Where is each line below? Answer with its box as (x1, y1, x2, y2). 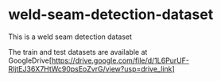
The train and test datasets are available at (8, 47, 148, 56)
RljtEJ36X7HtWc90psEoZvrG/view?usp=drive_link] (8, 64, 175, 73)
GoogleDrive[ (8, 56, 52, 65)
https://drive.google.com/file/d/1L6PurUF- (51, 56, 189, 65)
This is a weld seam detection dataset (8, 32, 133, 41)
